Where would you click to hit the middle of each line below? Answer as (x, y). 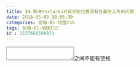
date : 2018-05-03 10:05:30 (40, 17)
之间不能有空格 (92, 58)
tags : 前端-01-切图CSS (32, 28)
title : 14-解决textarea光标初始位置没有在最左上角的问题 (70, 11)
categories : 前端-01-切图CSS (41, 22)
